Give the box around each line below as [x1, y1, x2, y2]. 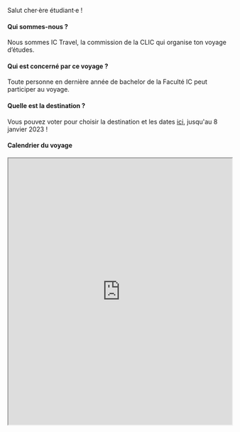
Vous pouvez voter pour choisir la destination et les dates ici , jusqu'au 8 [7, 117, 218, 126]
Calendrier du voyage [7, 141, 73, 150]
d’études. [7, 45, 35, 54]
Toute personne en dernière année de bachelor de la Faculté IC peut [7, 77, 208, 86]
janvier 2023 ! [7, 124, 48, 134]
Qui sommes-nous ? [7, 22, 69, 31]
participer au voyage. [7, 85, 70, 94]
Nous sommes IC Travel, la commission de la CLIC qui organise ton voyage [7, 38, 227, 47]
